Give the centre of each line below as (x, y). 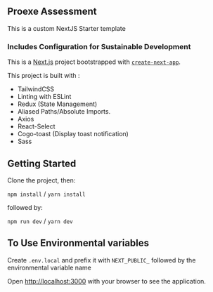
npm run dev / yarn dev (40, 221)
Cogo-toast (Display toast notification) (73, 134)
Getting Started (42, 163)
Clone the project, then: (41, 180)
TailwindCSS (36, 89)
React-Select (36, 126)
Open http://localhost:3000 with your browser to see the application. (106, 281)
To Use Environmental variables (78, 243)
